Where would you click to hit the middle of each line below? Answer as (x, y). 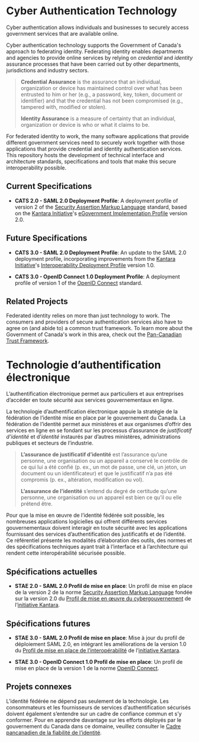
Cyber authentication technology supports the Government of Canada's (94, 45)
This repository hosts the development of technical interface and (85, 155)
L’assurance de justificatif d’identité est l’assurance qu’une (94, 455)
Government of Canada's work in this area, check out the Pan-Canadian (94, 335)
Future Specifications (47, 238)
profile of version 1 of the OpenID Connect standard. (78, 283)
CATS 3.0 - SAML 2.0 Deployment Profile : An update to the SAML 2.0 (100, 252)
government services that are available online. (62, 33)
